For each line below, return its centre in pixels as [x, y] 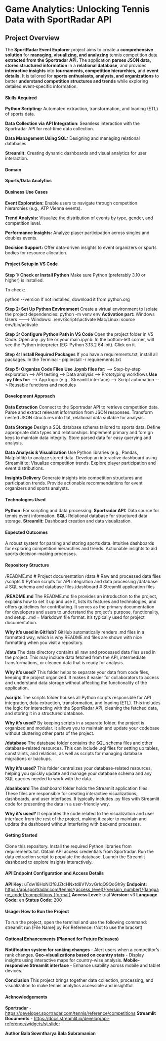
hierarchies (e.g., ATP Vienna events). [43, 208]
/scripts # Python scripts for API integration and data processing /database [82, 581]
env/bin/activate [21, 324]
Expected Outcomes [26, 532]
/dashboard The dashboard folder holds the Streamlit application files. [77, 788]
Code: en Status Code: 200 [34, 900]
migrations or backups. [29, 759]
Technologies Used [25, 499]
